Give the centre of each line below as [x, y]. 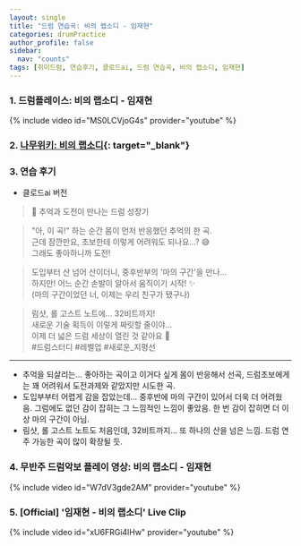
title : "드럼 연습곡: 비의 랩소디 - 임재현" [82, 26]
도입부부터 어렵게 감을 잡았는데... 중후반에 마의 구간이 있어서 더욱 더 [140, 397]
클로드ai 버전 [45, 192]
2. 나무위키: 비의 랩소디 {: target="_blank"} [99, 146]
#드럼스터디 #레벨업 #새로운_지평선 [93, 347]
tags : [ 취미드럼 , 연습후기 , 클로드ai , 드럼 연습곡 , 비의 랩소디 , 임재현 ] [127, 68]
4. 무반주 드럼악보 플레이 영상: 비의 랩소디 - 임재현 [111, 467]
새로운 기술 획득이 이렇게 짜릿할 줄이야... [102, 325]
